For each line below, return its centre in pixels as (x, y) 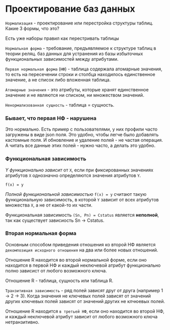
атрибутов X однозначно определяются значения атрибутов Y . (73, 175)
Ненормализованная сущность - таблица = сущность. (60, 105)
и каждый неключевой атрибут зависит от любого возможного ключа (81, 316)
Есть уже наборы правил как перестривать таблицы (62, 38)
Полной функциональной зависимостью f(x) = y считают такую (76, 194)
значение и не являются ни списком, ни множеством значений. (75, 95)
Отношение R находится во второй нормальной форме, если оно (76, 260)
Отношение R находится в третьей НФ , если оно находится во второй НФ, (85, 311)
